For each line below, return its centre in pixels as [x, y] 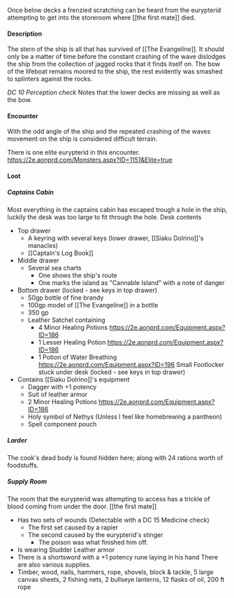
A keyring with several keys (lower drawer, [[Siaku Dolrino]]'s [116, 238]
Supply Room [27, 481]
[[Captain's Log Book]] [60, 253]
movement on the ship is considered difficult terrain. [82, 139]
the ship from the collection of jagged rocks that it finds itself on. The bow [114, 64]
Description [25, 34]
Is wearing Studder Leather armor [66, 550]
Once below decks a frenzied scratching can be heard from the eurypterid [114, 10]
